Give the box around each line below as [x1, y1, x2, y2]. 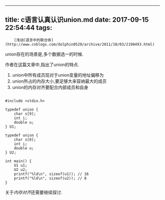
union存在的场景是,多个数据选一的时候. [5, 51, 83, 57]
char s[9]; [14, 111, 36, 116]
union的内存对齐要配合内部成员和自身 [12, 84, 88, 90]
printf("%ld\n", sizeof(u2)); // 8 [14, 175, 87, 181]
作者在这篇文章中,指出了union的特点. [5, 61, 80, 67]
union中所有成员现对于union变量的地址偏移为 [12, 72, 104, 78]
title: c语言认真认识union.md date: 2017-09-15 [5, 16, 149, 24]
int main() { [5, 158, 32, 164]
